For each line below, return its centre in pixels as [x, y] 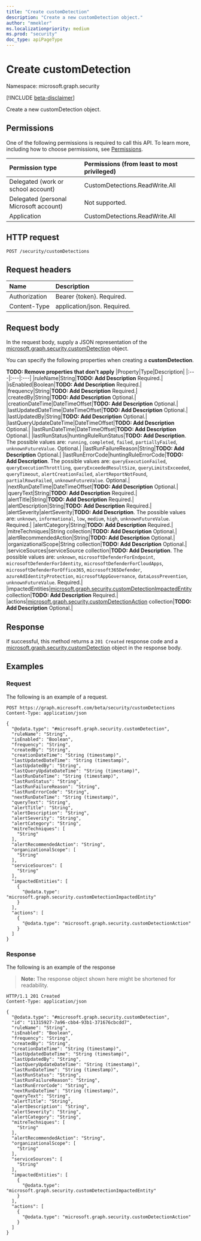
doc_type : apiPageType [34, 40]
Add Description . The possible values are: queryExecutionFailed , [87, 461]
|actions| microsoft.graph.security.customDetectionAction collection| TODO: [99, 602]
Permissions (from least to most [131, 164]
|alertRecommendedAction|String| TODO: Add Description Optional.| [91, 538]
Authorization [28, 297]
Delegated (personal [38, 199]
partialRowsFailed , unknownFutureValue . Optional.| [68, 481]
